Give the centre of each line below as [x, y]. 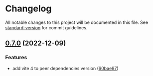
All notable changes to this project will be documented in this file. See [77, 22]
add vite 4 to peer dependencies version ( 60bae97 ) [65, 68]
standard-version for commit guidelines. [46, 27]
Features [16, 58]
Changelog [28, 9]
